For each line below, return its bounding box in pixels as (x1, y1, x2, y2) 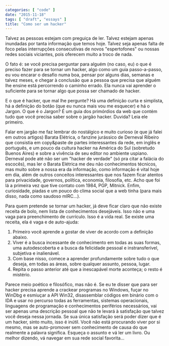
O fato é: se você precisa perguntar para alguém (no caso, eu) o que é (5, 61, 152, 67)
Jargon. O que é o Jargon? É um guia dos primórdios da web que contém (5, 108, 158, 114)
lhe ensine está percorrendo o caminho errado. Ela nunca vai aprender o (5, 83, 156, 89)
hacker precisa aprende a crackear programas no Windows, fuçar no (5, 287, 149, 293)
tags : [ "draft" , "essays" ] (5, 17, 67, 22)
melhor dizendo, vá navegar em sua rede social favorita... (5, 335, 125, 341)
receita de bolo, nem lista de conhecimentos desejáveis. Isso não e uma (5, 208, 155, 214)
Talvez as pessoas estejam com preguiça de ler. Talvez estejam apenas (5, 35, 154, 41)
